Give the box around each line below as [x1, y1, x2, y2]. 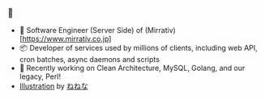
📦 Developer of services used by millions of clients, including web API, [19, 43, 259, 53]
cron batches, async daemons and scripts [19, 55, 160, 64]
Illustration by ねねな [19, 81, 88, 91]
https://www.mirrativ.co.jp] [22, 34, 112, 43]
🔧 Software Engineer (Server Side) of [19, 26, 143, 35]
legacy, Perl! [19, 72, 62, 81]
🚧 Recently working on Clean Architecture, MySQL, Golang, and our [19, 64, 246, 73]
